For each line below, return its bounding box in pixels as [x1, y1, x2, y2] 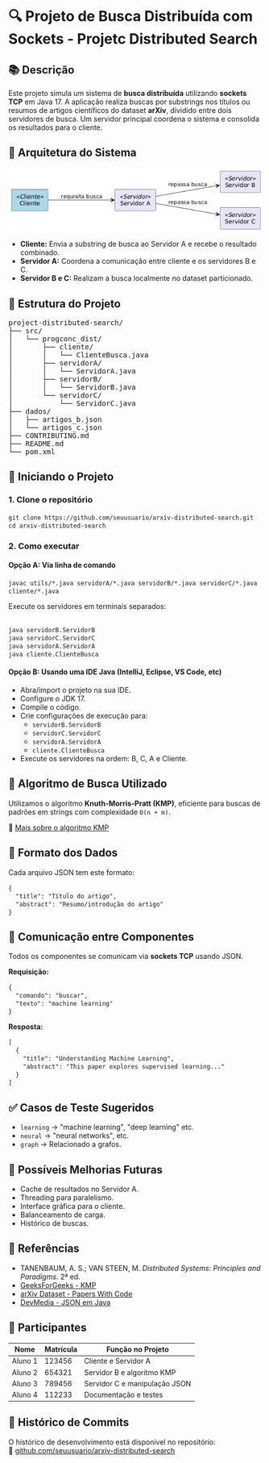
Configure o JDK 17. [19, 694, 86, 703]
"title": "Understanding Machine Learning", [23, 1055, 175, 1063]
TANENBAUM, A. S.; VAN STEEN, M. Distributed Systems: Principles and [19, 1263, 261, 1273]
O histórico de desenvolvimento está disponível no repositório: [8, 1437, 216, 1447]
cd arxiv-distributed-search [8, 522, 106, 530]
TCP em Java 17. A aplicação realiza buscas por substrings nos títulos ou [8, 97, 250, 106]
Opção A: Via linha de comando [8, 561, 116, 570]
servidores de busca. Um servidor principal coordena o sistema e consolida [8, 115, 260, 123]
